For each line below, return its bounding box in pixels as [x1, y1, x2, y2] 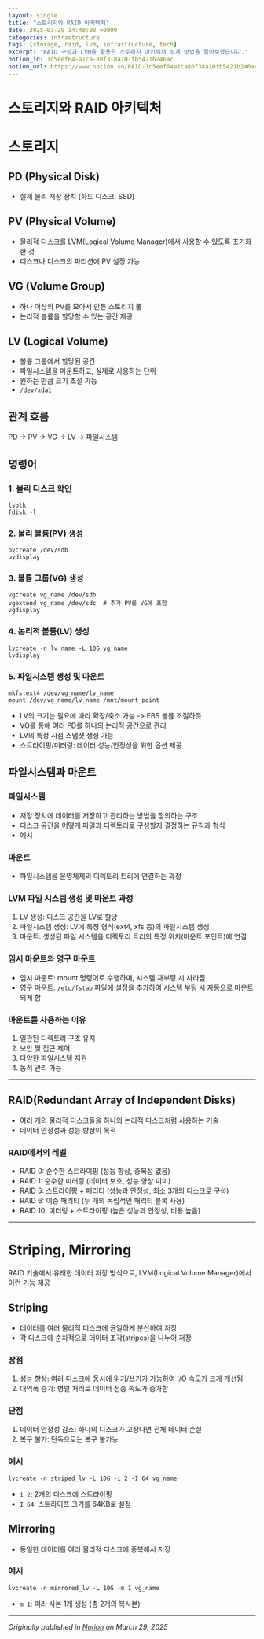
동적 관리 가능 [19, 1063, 62, 1072]
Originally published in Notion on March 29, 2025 [8, 1622, 168, 1631]
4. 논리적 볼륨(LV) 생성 [8, 626, 90, 637]
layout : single [8, 11, 58, 20]
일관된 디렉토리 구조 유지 [19, 1033, 96, 1043]
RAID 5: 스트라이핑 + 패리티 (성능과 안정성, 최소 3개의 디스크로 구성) [19, 1186, 229, 1196]
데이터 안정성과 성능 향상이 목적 [19, 1125, 116, 1135]
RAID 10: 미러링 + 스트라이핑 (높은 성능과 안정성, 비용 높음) [19, 1205, 201, 1216]
